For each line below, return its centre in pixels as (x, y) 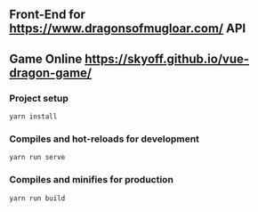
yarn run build (37, 198)
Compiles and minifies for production (91, 180)
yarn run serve (37, 158)
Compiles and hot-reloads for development (105, 139)
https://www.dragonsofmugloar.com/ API (128, 29)
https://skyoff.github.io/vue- (167, 58)
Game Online (46, 58)
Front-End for (48, 15)
